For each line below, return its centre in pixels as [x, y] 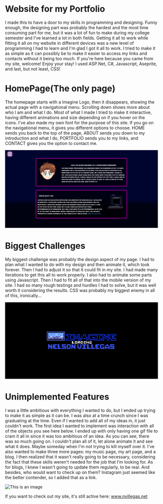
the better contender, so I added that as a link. [51, 477]
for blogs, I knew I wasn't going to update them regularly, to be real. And [77, 467]
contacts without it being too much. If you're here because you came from [79, 58]
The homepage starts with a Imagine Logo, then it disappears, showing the [80, 102]
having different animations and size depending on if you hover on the [75, 117]
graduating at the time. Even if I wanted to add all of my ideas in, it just [75, 420]
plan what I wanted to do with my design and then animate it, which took [77, 264]
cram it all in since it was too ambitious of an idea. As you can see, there [77, 436]
